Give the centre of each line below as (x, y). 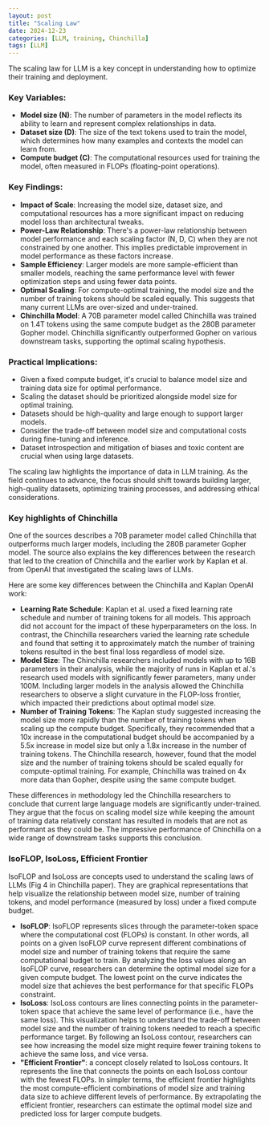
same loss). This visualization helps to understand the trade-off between (140, 1019)
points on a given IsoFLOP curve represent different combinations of (133, 943)
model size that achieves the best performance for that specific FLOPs (137, 986)
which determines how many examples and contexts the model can (131, 140)
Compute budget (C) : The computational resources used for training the (140, 158)
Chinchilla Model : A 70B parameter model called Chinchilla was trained (138, 315)
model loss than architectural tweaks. (82, 222)
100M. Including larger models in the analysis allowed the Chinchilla (132, 686)
